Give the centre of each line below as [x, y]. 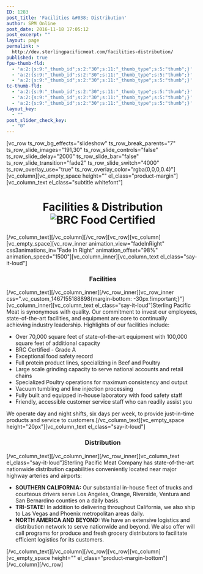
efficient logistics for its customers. [60, 539]
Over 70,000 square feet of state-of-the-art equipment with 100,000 [101, 337]
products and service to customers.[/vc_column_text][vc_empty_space [95, 420]
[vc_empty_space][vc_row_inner [47, 244]
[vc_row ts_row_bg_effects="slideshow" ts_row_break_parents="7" [91, 143]
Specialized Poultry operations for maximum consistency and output [101, 382]
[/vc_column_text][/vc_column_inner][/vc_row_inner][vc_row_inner [90, 292]
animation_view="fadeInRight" [127, 244]
